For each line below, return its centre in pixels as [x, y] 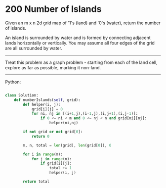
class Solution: [22, 95]
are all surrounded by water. [34, 48]
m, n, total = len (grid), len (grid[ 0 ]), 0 [67, 145]
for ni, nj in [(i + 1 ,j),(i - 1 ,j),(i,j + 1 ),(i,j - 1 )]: [85, 114]
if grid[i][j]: [56, 164]
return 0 [41, 136]
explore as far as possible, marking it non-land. [53, 67]
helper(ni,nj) [64, 123]
